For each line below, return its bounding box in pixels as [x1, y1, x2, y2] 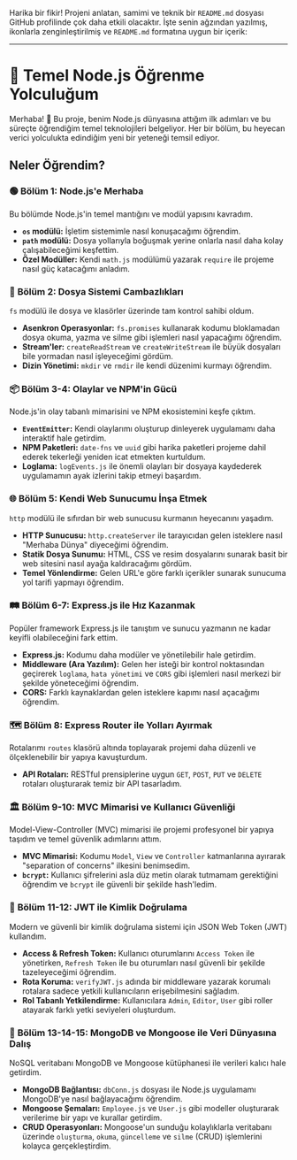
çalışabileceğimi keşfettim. [21, 244, 119, 255]
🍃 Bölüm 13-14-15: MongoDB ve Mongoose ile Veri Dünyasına [9, 1026, 277, 1039]
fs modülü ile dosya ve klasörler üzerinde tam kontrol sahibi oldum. [9, 305, 255, 316]
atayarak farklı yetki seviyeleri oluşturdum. [21, 1004, 177, 1015]
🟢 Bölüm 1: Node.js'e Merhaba [9, 185, 144, 197]
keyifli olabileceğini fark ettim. [9, 632, 118, 642]
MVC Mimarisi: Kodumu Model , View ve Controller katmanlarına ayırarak [21, 851, 286, 862]
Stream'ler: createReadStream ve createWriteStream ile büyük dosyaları [21, 341, 281, 352]
